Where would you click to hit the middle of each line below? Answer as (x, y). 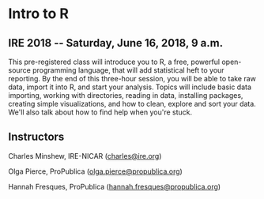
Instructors (36, 137)
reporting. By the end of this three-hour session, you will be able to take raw (132, 79)
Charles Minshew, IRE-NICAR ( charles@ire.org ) (85, 156)
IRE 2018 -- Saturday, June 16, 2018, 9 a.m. (116, 43)
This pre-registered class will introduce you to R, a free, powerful (114, 62)
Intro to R (39, 14)
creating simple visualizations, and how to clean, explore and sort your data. (132, 104)
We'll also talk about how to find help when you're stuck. (100, 112)
